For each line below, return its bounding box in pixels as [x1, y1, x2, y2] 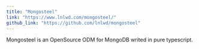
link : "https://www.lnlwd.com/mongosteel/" [6, 14, 117, 20]
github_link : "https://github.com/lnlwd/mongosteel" [6, 20, 141, 26]
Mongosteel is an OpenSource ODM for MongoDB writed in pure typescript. [6, 36, 194, 44]
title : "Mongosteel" [6, 8, 58, 15]
